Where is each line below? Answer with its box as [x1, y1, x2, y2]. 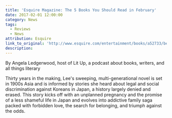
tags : [5, 22, 17, 27]
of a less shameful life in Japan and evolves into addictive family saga [5, 97, 153, 103]
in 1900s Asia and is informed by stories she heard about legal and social [5, 81, 160, 87]
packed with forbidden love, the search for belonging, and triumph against [5, 102, 162, 108]
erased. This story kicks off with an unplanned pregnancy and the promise [5, 91, 162, 97]
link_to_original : [5, 41, 45, 46]
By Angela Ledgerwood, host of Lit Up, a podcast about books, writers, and [5, 60, 165, 66]
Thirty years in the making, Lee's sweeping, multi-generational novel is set [5, 75, 163, 81]
